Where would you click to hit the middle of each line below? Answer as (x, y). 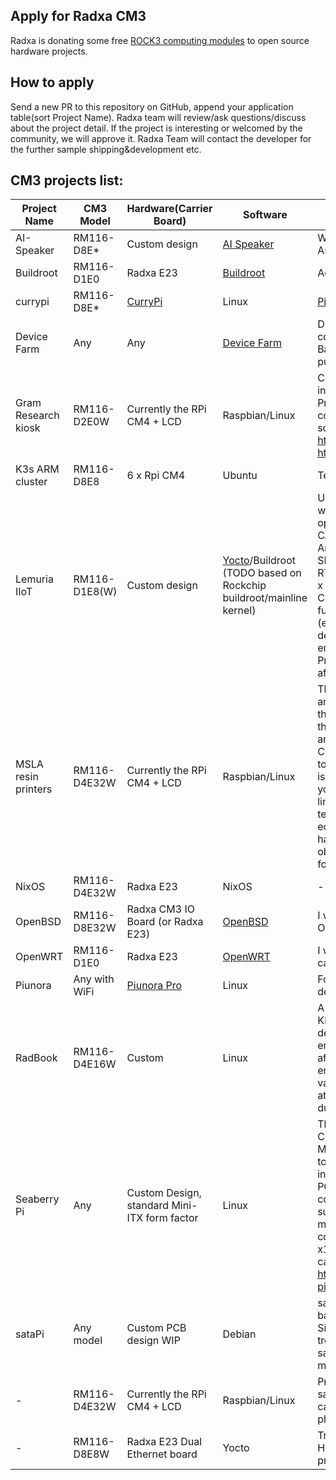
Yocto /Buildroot (259, 561)
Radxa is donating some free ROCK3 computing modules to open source (160, 40)
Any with (94, 979)
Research (37, 416)
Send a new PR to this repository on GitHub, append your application (152, 106)
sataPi (30, 1334)
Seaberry (37, 1199)
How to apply (52, 82)
